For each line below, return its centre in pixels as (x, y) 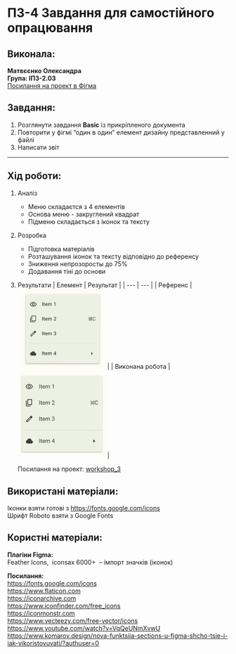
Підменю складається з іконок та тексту (88, 221)
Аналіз (27, 193)
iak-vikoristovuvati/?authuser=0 (53, 643)
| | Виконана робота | (139, 366)
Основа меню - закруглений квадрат (84, 214)
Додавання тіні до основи (67, 271)
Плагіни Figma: (31, 555)
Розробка (32, 235)
